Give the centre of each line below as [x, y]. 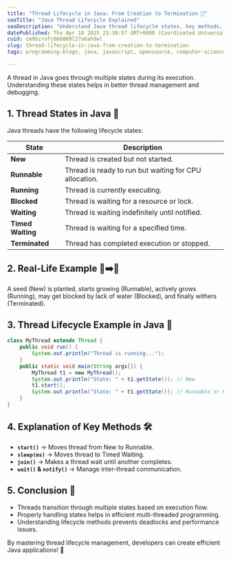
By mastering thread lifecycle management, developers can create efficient [114, 542]
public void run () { [49, 347]
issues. [27, 529]
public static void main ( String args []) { [81, 366]
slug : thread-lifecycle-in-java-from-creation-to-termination [98, 45]
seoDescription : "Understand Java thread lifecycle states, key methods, [115, 26]
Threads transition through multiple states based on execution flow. [112, 507]
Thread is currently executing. [113, 190]
